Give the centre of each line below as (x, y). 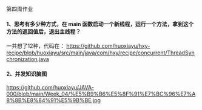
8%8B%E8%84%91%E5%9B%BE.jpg (54, 100)
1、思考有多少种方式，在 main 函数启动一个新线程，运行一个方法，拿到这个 (100, 24)
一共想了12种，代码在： (36, 46)
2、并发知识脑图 (27, 74)
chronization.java (28, 59)
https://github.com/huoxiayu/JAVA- (50, 88)
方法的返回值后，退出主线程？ (43, 31)
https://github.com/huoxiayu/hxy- (108, 46)
